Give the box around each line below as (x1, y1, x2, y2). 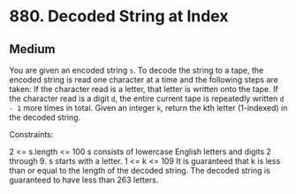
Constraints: (9, 129, 54, 139)
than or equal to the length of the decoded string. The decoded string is (9, 166, 271, 175)
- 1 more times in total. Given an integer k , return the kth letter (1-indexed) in (9, 103, 288, 113)
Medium (9, 42, 56, 57)
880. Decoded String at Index (9, 6, 229, 27)
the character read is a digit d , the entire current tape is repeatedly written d (9, 93, 285, 104)
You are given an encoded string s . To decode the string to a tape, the (9, 65, 264, 75)
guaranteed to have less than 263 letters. (9, 175, 159, 185)
